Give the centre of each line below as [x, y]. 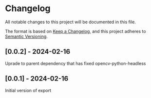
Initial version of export [28, 90]
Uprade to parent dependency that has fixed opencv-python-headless [75, 63]
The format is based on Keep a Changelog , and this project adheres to [75, 31]
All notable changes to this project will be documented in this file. [71, 22]
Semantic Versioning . [26, 36]
